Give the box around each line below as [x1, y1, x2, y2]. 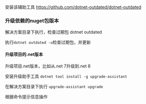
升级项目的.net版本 [5, 51, 43, 57]
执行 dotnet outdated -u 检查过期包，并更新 [5, 39, 91, 45]
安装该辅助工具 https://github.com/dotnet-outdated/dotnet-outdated [5, 4, 142, 10]
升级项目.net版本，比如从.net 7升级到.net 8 [5, 63, 91, 69]
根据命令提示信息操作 [5, 93, 48, 100]
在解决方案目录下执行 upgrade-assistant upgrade [5, 83, 103, 89]
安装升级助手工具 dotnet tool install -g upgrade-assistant [5, 73, 128, 79]
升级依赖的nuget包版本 [5, 17, 59, 24]
